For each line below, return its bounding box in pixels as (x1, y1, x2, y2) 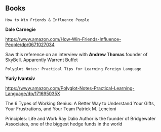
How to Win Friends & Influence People (5, 17, 90, 22)
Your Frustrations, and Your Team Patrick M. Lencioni (5, 106, 116, 112)
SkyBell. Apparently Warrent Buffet (5, 57, 78, 63)
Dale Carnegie (5, 26, 36, 32)
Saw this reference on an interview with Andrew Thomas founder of (5, 51, 148, 57)
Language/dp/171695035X (5, 91, 61, 97)
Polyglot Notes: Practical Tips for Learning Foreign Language (5, 66, 142, 71)
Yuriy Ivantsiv (5, 75, 35, 81)
